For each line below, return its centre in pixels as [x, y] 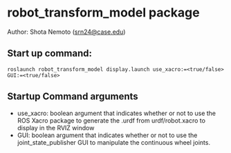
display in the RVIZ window [56, 127]
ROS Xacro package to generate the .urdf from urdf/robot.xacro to [111, 120]
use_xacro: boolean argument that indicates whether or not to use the [117, 113]
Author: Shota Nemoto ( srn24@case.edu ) [66, 32]
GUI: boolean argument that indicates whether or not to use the [107, 135]
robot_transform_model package [103, 13]
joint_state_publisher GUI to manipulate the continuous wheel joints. [114, 142]
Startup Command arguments [73, 97]
